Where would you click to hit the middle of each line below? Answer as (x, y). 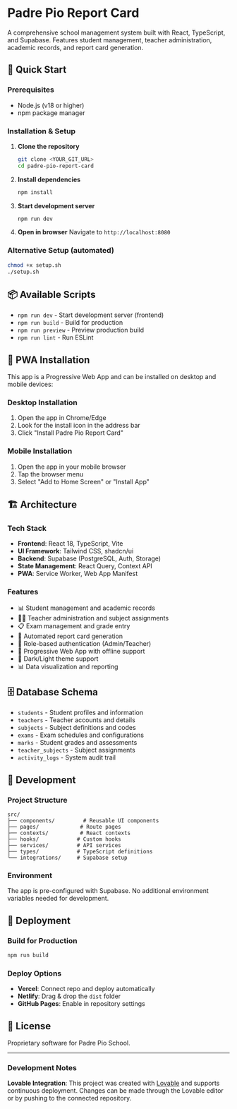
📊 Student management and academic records (86, 608)
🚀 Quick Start (37, 70)
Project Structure (37, 800)
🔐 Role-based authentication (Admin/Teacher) (84, 643)
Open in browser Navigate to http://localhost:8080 (94, 232)
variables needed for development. (58, 899)
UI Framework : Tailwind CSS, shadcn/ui (75, 551)
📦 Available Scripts (51, 294)
